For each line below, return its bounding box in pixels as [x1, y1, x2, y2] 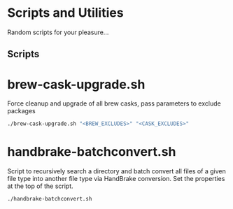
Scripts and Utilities [7, 5, 124, 21]
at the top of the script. [7, 182, 73, 190]
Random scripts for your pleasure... [7, 28, 109, 36]
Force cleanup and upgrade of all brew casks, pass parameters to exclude [7, 99, 222, 108]
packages [7, 107, 36, 115]
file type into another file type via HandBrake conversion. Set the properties [7, 175, 225, 183]
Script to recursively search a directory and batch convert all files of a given [7, 167, 226, 175]
